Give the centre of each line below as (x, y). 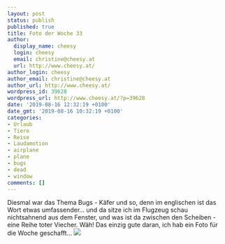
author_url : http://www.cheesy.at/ (59, 85)
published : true (31, 27)
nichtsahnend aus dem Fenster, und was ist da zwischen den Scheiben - (112, 217)
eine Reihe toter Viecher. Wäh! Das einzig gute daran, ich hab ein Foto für (113, 225)
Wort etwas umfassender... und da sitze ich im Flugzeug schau (98, 210)
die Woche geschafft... (40, 233)
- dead (17, 170)
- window (20, 176)
